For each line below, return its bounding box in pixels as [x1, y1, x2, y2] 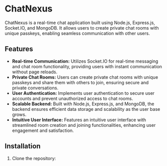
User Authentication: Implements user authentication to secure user [12, 90, 155, 96]
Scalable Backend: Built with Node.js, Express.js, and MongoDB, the [12, 101, 154, 107]
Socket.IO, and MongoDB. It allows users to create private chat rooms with [5, 25, 159, 31]
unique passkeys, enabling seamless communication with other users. [5, 30, 150, 36]
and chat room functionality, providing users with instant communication [12, 63, 162, 69]
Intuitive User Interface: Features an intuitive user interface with [12, 116, 146, 123]
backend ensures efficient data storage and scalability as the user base [12, 106, 160, 112]
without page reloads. [12, 69, 57, 75]
